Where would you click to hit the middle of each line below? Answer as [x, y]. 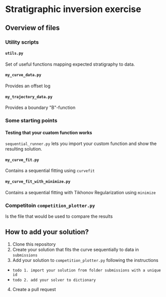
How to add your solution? [47, 232]
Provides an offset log [28, 86]
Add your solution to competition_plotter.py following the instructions [86, 260]
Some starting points [31, 120]
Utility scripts [22, 42]
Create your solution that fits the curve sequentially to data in [75, 249]
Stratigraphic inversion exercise [73, 9]
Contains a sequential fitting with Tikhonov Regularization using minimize [80, 192]
